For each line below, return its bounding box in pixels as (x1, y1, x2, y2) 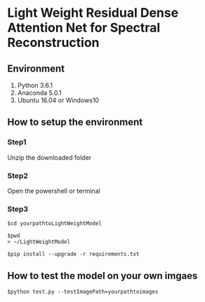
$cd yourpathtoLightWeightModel (7, 220, 102, 227)
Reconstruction (7, 35, 100, 50)
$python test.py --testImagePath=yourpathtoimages (7, 289, 159, 296)
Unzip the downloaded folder (7, 153, 92, 162)
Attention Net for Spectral (7, 20, 161, 36)
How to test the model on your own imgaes (7, 270, 198, 282)
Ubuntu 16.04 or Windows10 (17, 96, 100, 104)
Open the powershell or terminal (7, 186, 100, 195)
